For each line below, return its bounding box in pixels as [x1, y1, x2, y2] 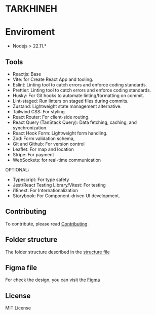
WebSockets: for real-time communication [12, 157, 101, 163]
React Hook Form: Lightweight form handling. [12, 130, 108, 136]
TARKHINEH [5, 3, 57, 15]
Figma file [5, 263, 37, 272]
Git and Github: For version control [12, 141, 85, 147]
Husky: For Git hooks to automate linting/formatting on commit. [12, 92, 144, 99]
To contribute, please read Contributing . [5, 220, 89, 227]
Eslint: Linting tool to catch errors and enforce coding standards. [12, 81, 147, 87]
